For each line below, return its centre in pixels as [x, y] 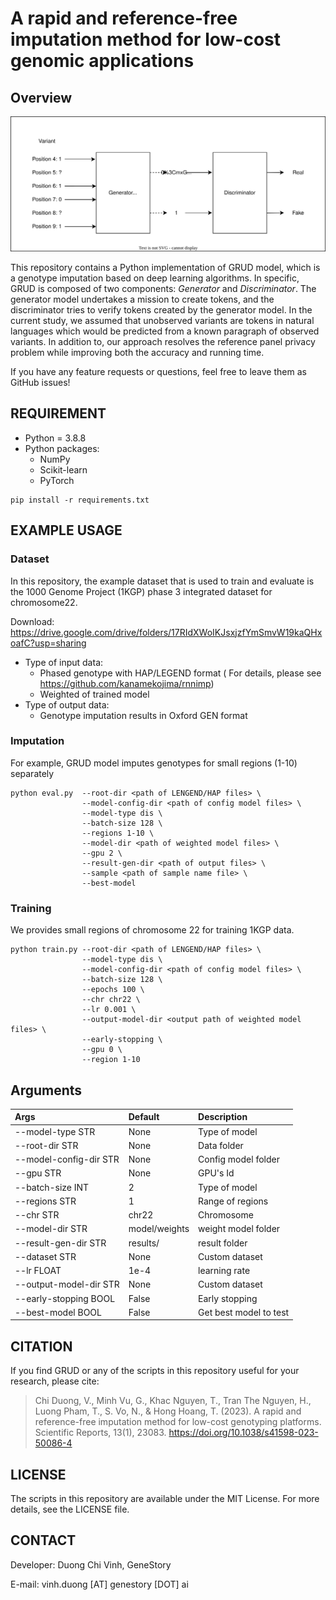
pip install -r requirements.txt [80, 500]
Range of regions [233, 1201]
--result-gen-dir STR [60, 1243]
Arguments [46, 1090]
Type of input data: [64, 662]
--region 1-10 [111, 1060]
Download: [32, 621]
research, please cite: [55, 1381]
